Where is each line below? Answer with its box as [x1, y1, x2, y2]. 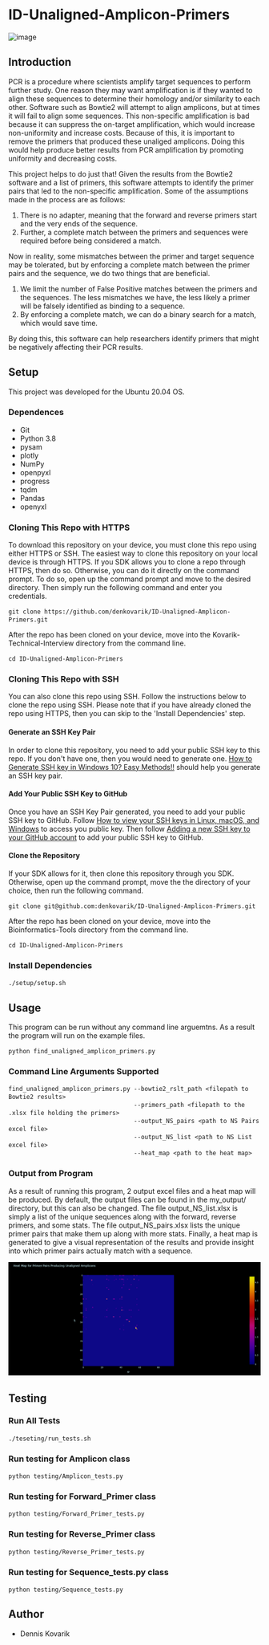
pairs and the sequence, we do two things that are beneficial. [8, 268, 211, 278]
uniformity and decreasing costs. [8, 153, 118, 163]
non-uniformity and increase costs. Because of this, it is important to [8, 128, 235, 137]
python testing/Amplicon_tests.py [8, 1472, 124, 1480]
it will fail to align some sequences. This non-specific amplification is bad [8, 111, 250, 120]
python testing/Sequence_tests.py [8, 1586, 124, 1594]
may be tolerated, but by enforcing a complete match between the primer [8, 259, 251, 270]
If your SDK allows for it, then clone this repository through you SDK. [8, 869, 235, 878]
